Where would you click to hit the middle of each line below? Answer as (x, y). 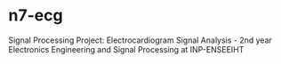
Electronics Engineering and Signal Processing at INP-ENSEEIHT (126, 49)
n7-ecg (36, 16)
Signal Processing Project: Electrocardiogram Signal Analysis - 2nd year (140, 40)
